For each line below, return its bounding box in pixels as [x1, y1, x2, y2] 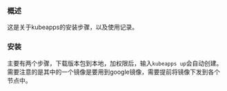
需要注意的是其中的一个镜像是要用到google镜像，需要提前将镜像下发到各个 [7, 68, 221, 76]
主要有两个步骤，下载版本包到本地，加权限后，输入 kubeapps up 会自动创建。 [7, 59, 223, 67]
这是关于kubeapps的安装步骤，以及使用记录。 [7, 23, 139, 32]
